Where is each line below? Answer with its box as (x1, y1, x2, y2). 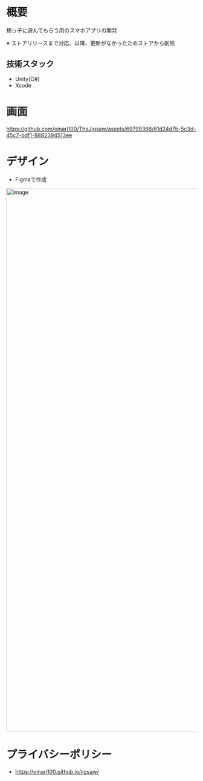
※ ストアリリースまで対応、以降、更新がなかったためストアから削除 (6, 39, 175, 47)
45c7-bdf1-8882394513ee (6, 131, 72, 139)
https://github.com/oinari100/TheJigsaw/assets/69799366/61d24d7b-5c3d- (6, 125, 196, 132)
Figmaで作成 (14, 176, 47, 183)
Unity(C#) (14, 75, 40, 82)
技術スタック (6, 59, 54, 69)
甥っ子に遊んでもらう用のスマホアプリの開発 (6, 27, 117, 34)
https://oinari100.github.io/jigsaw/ (14, 768, 99, 775)
